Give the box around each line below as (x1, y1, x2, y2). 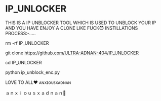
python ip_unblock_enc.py (5, 69, 60, 75)
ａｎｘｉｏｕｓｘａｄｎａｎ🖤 (5, 90, 66, 96)
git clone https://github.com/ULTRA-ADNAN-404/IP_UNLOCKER (5, 50, 139, 56)
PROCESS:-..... (5, 30, 36, 36)
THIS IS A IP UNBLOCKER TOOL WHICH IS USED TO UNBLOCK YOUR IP (5, 20, 156, 26)
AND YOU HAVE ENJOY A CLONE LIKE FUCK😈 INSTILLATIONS (5, 25, 138, 31)
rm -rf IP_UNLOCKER (5, 40, 49, 46)
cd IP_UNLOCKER (5, 59, 42, 65)
